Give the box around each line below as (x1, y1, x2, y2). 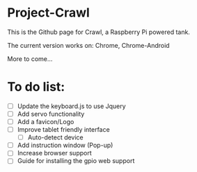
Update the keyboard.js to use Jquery (17, 102, 127, 110)
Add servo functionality (17, 110, 85, 118)
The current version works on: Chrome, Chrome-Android (7, 41, 170, 49)
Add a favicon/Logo (17, 118, 74, 126)
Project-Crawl (7, 5, 90, 21)
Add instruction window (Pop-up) (17, 141, 113, 150)
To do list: (7, 79, 65, 95)
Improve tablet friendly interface (17, 126, 110, 134)
